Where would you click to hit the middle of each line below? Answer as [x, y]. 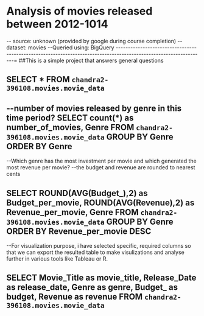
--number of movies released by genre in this [94, 108]
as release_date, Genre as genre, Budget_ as [92, 287]
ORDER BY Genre [39, 146]
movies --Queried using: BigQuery [71, 47]
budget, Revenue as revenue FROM [75, 297]
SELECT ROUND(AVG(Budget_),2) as [77, 193]
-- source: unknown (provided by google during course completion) [91, 41]
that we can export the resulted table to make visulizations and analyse [95, 252]
